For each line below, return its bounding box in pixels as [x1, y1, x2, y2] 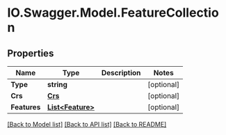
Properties [7, 47, 54, 59]
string [47, 80, 68, 89]
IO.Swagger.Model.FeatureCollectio [7, 5, 219, 21]
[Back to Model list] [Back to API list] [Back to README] [7, 120, 167, 128]
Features [10, 102, 41, 112]
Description [101, 68, 141, 77]
